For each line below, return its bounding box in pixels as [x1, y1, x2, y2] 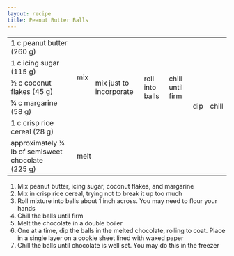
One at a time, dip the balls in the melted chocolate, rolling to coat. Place [17, 226, 226, 234]
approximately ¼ [10, 138, 65, 147]
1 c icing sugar [10, 58, 60, 67]
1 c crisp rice [10, 118, 54, 127]
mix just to [95, 78, 130, 88]
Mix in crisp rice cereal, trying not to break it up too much [17, 189, 182, 198]
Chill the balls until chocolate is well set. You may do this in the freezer [17, 241, 219, 249]
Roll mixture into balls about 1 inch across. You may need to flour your [17, 196, 218, 205]
